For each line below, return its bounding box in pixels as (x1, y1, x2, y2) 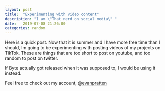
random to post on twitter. (5, 55, 59, 61)
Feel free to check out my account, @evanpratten (5, 80, 107, 86)
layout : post (5, 7, 32, 12)
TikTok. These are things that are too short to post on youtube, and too (5, 50, 151, 56)
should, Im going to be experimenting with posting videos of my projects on (5, 45, 161, 51)
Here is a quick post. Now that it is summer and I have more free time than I (5, 39, 160, 45)
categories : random (5, 26, 46, 31)
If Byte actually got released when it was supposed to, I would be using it (5, 65, 156, 71)
